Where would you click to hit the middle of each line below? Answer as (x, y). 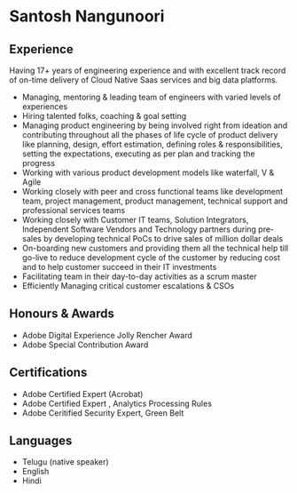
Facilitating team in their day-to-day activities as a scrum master (139, 276)
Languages (41, 441)
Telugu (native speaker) (65, 462)
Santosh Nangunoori (87, 16)
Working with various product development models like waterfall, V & (148, 172)
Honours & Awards (62, 314)
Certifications (48, 373)
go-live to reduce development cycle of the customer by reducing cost (151, 258)
